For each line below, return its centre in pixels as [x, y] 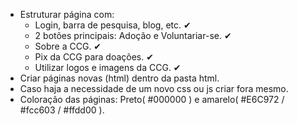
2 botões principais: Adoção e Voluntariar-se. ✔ [133, 35]
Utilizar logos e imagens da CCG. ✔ [108, 67]
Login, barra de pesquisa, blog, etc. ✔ [113, 25]
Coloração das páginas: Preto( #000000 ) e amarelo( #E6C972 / [152, 99]
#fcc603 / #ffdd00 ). [62, 110]
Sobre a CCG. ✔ [68, 46]
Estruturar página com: [67, 14]
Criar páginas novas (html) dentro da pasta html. [119, 78]
